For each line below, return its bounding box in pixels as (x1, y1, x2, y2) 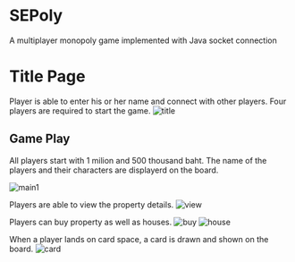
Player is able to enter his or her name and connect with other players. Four (9, 96, 287, 106)
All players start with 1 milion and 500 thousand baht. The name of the (9, 155, 267, 165)
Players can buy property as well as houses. (9, 216, 173, 227)
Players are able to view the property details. (9, 199, 174, 210)
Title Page (9, 66, 86, 87)
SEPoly (9, 5, 63, 26)
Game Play (9, 131, 71, 147)
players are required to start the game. (9, 105, 151, 116)
